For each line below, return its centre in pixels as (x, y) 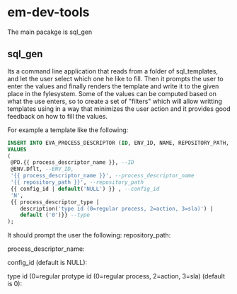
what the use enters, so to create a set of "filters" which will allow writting (115, 101)
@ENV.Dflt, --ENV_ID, (42, 169)
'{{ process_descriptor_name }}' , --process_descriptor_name (102, 176)
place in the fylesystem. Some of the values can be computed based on (112, 93)
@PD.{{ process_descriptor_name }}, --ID (72, 163)
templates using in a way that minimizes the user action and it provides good (119, 108)
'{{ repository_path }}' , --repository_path (77, 182)
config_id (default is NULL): (47, 263)
